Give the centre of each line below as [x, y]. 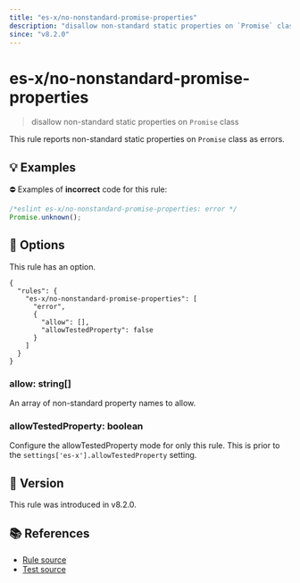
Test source [44, 569]
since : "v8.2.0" [39, 34]
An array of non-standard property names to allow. [103, 403]
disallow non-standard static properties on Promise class [135, 122]
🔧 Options [37, 245]
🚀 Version [37, 483]
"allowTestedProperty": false [97, 330]
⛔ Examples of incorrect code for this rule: [88, 189]
